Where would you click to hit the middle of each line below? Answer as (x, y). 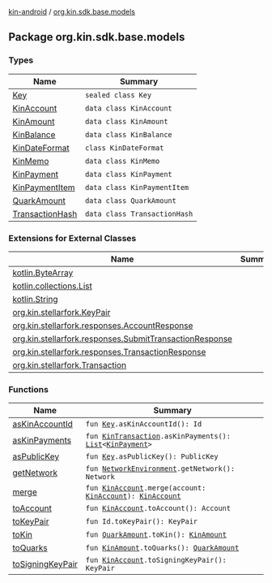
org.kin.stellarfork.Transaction (70, 365)
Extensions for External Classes (72, 238)
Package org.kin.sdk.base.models (97, 37)
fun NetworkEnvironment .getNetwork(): (160, 469)
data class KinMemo (122, 161)
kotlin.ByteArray (43, 273)
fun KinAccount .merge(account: (146, 488)
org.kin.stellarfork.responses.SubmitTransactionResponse (123, 339)
